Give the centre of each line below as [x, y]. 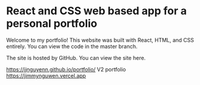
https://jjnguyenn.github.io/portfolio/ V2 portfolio [66, 69]
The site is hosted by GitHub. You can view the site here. [76, 58]
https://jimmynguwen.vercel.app [46, 75]
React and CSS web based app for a [96, 11]
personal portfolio [52, 23]
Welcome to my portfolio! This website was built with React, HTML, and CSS [100, 40]
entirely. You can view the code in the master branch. [72, 46]
